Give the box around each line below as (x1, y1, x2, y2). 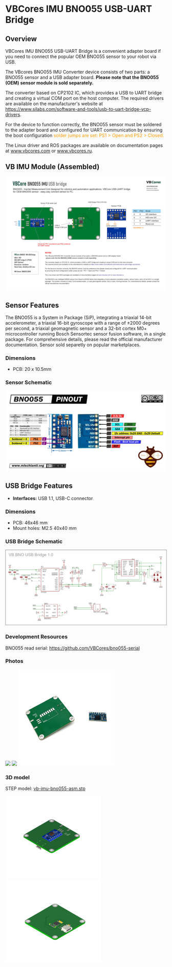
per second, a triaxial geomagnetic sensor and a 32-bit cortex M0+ (5, 325, 147, 331)
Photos (5, 658, 24, 665)
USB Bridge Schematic (5, 538, 63, 545)
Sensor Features (5, 301, 59, 309)
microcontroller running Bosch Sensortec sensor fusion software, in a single (5, 330, 166, 337)
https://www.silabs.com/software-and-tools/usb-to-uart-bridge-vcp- (5, 106, 152, 112)
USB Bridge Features (5, 482, 73, 490)
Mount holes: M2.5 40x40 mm (12, 525, 77, 531)
